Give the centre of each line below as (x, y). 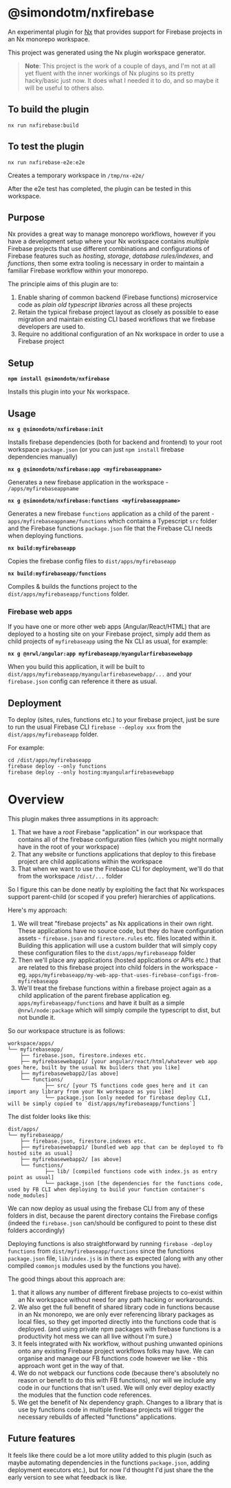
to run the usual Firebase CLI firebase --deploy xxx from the (95, 727)
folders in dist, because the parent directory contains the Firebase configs (113, 1216)
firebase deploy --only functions (57, 767)
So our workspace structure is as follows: (67, 1031)
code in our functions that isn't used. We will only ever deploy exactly (116, 1388)
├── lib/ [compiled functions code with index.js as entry (131, 1172)
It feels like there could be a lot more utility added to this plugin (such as (110, 1455)
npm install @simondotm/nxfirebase (59, 379)
